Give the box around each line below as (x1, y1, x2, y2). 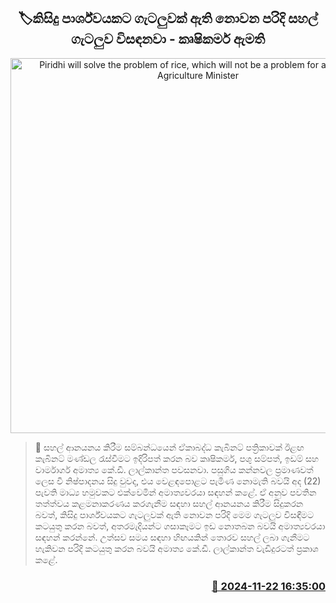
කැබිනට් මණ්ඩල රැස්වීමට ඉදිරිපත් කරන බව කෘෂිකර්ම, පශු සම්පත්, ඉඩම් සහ (34, 452, 320, 464)
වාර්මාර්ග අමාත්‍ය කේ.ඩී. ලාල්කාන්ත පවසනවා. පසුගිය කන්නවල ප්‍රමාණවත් (34, 463, 314, 475)
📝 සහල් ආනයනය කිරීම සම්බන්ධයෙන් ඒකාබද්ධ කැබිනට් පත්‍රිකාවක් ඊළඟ (34, 441, 305, 453)
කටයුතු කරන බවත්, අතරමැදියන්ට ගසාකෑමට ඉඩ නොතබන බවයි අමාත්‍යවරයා (34, 520, 326, 532)
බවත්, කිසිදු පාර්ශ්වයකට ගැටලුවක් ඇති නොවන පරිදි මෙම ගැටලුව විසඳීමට (34, 508, 314, 520)
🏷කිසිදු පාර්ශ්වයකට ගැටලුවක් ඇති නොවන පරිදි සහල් (18, 10, 318, 27)
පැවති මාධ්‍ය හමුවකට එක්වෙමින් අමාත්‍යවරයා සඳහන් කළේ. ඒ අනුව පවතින (34, 486, 317, 498)
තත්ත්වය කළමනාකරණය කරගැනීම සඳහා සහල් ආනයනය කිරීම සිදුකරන (34, 497, 304, 509)
